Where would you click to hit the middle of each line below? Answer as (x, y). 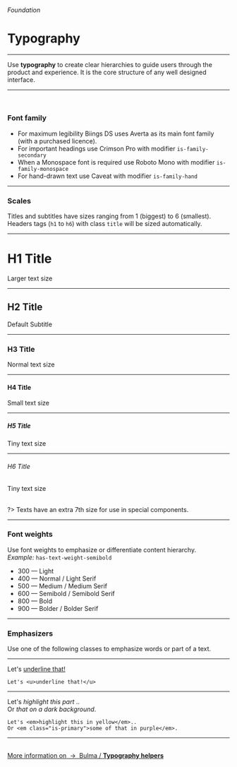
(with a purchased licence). (57, 141)
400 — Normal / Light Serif (57, 578)
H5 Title (19, 426)
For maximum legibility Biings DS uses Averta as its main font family (116, 133)
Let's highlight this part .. (43, 702)
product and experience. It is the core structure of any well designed (107, 72)
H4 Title (19, 387)
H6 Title (19, 466)
